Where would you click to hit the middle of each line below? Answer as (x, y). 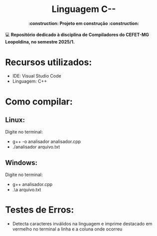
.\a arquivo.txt (27, 190)
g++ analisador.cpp (32, 184)
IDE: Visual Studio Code (37, 76)
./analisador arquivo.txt (36, 147)
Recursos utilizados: (49, 62)
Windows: (21, 163)
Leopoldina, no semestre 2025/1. (40, 42)
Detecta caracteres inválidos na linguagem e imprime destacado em (82, 224)
